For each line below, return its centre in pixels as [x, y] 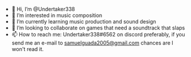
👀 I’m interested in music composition [57, 15]
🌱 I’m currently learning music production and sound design [84, 21]
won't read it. [28, 49]
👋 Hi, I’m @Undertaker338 [43, 9]
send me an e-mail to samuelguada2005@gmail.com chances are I [93, 43]
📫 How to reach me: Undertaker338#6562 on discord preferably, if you [98, 34]
